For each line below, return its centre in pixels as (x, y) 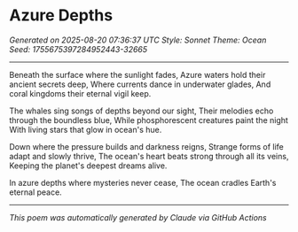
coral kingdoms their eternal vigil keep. (80, 93)
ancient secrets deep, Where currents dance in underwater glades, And (140, 84)
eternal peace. (35, 192)
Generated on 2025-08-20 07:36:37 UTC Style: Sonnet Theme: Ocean (138, 40)
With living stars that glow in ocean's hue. (86, 129)
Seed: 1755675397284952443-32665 (78, 49)
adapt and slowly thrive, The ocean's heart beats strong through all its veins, (149, 156)
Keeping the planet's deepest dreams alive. (88, 166)
